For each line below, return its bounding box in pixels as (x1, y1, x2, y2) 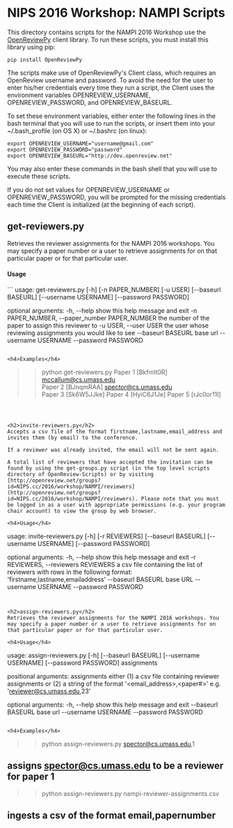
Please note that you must (140, 495, 219, 502)
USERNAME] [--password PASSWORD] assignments (7, 658, 158, 667)
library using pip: (7, 43, 56, 51)
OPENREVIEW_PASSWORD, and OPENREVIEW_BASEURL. (7, 98, 172, 106)
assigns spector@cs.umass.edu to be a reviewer (7, 760, 224, 772)
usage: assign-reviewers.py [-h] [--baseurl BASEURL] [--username (7, 651, 200, 659)
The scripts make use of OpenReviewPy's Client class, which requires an (7, 68, 216, 77)
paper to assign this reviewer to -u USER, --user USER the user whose (7, 321, 209, 330)
